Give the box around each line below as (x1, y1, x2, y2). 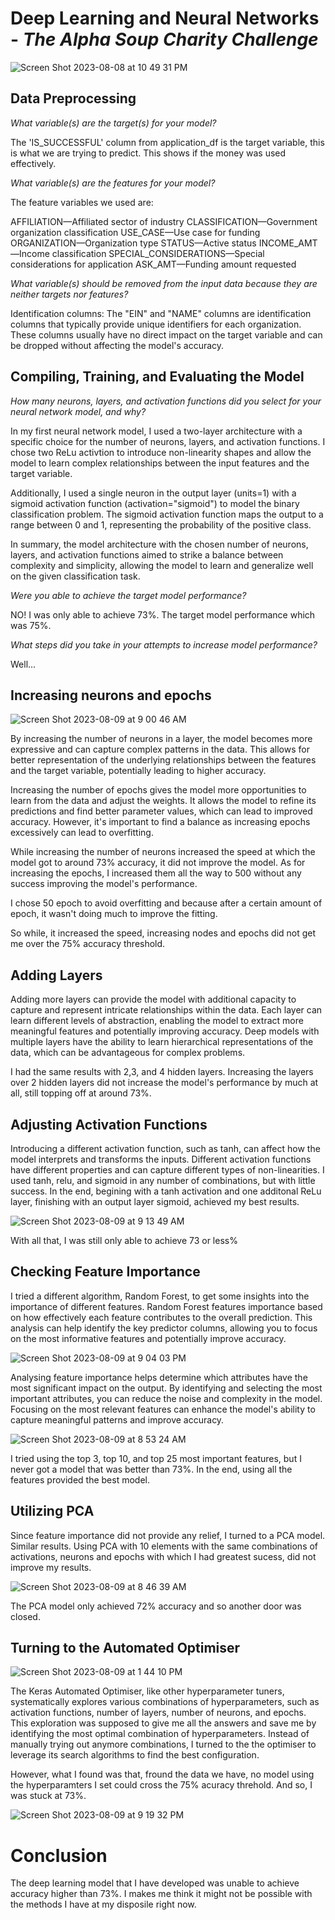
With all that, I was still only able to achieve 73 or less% (10, 1235, 238, 1246)
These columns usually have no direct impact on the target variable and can (10, 328, 323, 341)
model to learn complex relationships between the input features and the (10, 457, 310, 469)
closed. (10, 1610, 41, 1622)
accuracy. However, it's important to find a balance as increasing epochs (10, 816, 311, 828)
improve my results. (10, 1561, 92, 1573)
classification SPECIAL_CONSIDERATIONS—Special (51, 247, 265, 259)
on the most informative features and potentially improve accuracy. (10, 1332, 287, 1344)
